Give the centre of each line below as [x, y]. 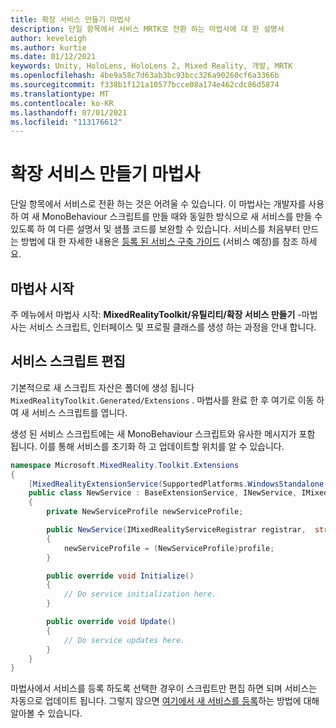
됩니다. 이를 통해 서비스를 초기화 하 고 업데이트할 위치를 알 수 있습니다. [147, 446]
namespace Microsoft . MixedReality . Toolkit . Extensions [125, 465]
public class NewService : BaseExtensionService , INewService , [163, 493]
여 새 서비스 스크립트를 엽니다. [69, 412]
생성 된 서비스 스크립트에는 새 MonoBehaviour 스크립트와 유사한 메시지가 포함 [163, 433]
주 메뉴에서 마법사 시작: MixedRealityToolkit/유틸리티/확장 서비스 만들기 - [156, 314]
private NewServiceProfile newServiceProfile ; [145, 512]
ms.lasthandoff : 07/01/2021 [69, 112]
